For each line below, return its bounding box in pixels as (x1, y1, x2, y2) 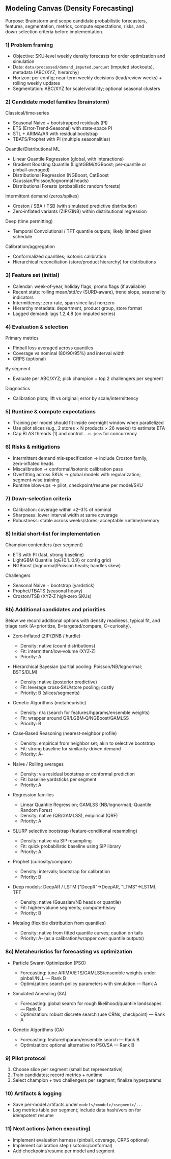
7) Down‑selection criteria (5, 495, 71, 502)
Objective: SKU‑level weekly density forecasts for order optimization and (12, 53, 165, 59)
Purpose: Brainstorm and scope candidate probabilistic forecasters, (5, 17, 148, 24)
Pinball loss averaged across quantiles (12, 345, 93, 351)
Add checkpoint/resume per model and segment (12, 1148, 115, 1154)
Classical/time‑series (5, 110, 49, 116)
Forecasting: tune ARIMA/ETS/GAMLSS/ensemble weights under (20, 969, 156, 976)
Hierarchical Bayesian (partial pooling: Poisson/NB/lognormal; (12, 663, 142, 670)
